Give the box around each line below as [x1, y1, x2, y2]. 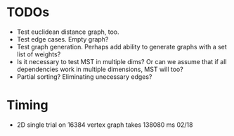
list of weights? [16, 50, 61, 58]
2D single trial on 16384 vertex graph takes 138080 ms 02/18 [16, 120, 193, 129]
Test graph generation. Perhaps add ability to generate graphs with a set [16, 42, 228, 51]
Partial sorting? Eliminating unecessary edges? [16, 72, 152, 81]
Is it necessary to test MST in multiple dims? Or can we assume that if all [16, 57, 227, 66]
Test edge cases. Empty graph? [16, 35, 109, 43]
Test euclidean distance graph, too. [16, 27, 120, 36]
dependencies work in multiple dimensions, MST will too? [16, 65, 183, 73]
